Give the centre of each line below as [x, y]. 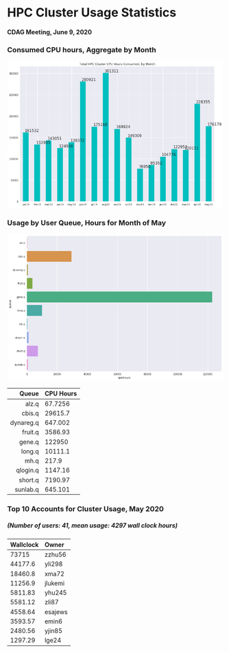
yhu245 [56, 593]
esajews [56, 612]
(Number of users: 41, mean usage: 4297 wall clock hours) [93, 525]
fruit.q [30, 432]
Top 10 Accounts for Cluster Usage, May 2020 [86, 509]
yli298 [53, 564]
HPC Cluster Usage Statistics [92, 13]
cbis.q [30, 413]
